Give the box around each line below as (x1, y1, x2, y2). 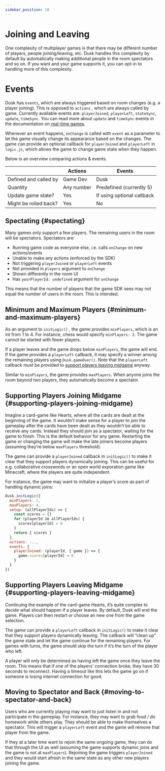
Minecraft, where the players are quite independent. (5, 469, 111, 475)
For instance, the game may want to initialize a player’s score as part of (5, 479, 149, 484)
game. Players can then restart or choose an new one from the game (5, 612, 145, 618)
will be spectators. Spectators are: (5, 235, 75, 241)
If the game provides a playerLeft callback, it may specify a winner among (5, 352, 157, 358)
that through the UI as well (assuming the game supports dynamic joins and (5, 744, 159, 750)
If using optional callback (96, 192, 154, 198)
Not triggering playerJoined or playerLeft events (12, 260, 112, 266)
